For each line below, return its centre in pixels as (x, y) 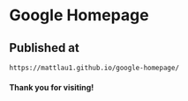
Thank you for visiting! (52, 87)
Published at (44, 48)
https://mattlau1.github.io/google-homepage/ (94, 68)
